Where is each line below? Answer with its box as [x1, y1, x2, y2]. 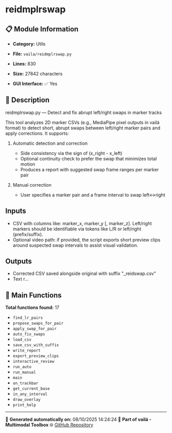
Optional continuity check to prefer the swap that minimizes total [20, 155, 157, 162]
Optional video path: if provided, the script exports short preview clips [12, 237, 161, 243]
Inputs [5, 207, 27, 215]
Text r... [12, 276, 29, 282]
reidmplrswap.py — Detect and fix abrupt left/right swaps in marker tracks [5, 109, 162, 115]
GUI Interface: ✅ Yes [12, 81, 58, 87]
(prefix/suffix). [12, 231, 44, 237]
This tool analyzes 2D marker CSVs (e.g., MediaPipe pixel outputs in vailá [5, 119, 160, 125]
